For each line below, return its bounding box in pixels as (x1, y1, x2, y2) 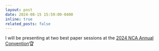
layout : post (5, 7, 33, 12)
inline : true (5, 16, 33, 21)
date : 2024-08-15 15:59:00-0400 (5, 12, 73, 17)
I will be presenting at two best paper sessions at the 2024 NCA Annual (5, 35, 154, 41)
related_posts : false (5, 21, 51, 26)
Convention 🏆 (5, 40, 34, 46)
